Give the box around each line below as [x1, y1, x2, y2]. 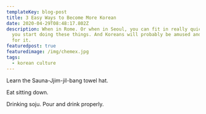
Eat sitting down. [6, 88, 49, 96]
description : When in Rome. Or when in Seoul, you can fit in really [6, 26, 188, 32]
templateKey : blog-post [6, 9, 67, 15]
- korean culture [12, 60, 56, 66]
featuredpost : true [6, 43, 56, 49]
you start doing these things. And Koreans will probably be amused [12, 32, 191, 38]
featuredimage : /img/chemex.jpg [6, 49, 89, 55]
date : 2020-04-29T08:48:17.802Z [6, 20, 89, 26]
